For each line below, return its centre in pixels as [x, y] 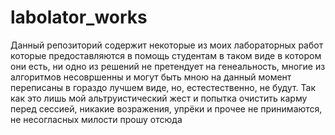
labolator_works [79, 17]
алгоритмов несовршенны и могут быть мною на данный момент [151, 77]
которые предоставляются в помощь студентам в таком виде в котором [166, 55]
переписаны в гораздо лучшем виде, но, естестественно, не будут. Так [163, 87]
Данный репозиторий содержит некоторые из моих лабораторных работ [167, 45]
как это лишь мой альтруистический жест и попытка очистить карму [159, 98]
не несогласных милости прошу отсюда [96, 119]
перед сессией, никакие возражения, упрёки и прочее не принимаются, [166, 108]
